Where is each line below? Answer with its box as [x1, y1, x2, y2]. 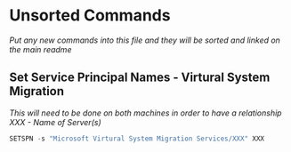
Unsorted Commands [9, 5, 171, 26]
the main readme [9, 44, 72, 54]
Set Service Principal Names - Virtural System [9, 70, 271, 85]
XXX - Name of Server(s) [9, 116, 101, 127]
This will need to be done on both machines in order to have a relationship [9, 108, 282, 118]
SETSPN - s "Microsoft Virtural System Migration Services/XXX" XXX [9, 134, 265, 143]
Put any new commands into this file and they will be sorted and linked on [9, 35, 280, 45]
